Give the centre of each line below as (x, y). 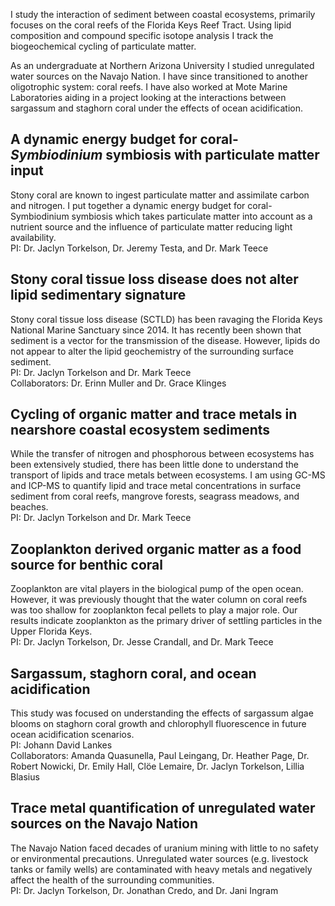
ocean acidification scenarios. (72, 735)
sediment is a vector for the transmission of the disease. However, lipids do (165, 340)
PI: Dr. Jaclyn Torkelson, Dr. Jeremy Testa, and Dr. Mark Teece (139, 248)
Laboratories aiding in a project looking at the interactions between (148, 97)
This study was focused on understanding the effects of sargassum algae (162, 713)
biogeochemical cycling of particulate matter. (103, 46)
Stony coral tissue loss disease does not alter (154, 279)
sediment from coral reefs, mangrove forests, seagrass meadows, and (155, 496)
